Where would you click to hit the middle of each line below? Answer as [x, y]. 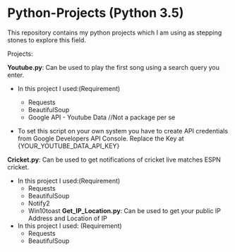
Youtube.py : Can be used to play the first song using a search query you [114, 67]
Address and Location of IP [68, 218]
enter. [16, 75]
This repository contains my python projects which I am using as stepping [115, 32]
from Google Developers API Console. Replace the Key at [101, 138]
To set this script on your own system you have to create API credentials [122, 131]
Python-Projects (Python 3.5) [96, 13]
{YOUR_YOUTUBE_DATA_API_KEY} [68, 145]
